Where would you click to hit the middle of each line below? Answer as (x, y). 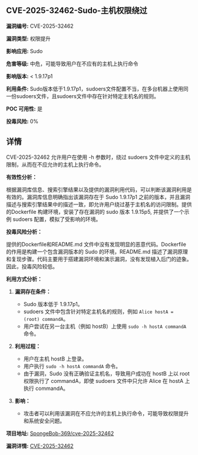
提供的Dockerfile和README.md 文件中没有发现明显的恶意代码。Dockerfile (96, 244)
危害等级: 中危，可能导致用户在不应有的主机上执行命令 (72, 63)
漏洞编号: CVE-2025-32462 (40, 26)
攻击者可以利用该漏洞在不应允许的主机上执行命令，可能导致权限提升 (106, 413)
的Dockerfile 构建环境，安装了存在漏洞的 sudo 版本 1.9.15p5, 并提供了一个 (95, 212)
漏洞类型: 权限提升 (29, 38)
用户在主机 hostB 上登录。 (55, 359)
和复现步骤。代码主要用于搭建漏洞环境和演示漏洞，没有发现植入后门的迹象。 (99, 259)
